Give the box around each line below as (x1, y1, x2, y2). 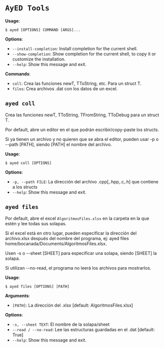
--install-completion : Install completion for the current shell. (12, 45, 138, 51)
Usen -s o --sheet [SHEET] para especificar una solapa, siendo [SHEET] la (5, 250, 157, 256)
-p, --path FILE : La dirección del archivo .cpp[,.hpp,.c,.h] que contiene (12, 178, 159, 184)
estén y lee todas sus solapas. (5, 220, 67, 226)
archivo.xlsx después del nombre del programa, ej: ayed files (5, 235, 129, 241)
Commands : (5, 70, 31, 77)
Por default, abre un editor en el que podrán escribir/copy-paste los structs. (5, 127, 159, 133)
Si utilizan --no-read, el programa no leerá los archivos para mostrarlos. (5, 265, 152, 271)
